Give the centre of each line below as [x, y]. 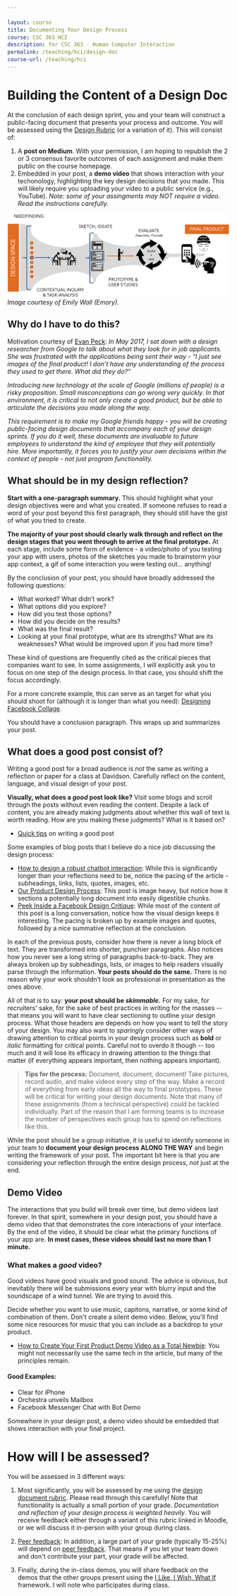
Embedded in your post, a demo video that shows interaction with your [121, 173]
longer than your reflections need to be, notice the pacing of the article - [123, 876]
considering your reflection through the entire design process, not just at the [119, 1163]
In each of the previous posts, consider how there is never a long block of [114, 942]
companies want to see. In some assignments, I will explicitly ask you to [111, 665]
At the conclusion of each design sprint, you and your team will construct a [116, 115]
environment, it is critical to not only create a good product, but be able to [115, 400]
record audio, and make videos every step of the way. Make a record [124, 1082]
